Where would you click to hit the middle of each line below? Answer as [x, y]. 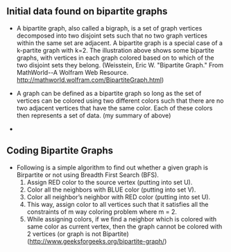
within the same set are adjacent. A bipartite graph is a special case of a [120, 43]
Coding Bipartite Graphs [60, 151]
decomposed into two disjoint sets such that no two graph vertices [112, 35]
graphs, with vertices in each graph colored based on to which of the [115, 58]
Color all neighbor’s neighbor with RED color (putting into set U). [119, 196]
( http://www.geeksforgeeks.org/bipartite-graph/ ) [97, 241]
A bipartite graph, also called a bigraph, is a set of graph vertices [109, 28]
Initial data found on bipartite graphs [87, 11]
